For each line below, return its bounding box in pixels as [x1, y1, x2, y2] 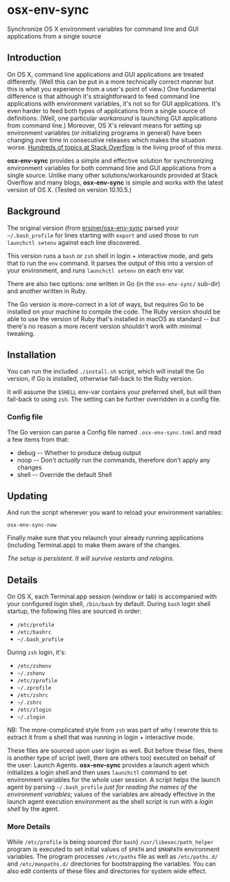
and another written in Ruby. [7, 287, 87, 295]
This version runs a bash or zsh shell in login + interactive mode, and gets [7, 251, 214, 259]
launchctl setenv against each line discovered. [7, 238, 141, 246]
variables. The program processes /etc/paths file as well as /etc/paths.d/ [7, 852, 218, 860]
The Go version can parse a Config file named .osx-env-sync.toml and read [7, 428, 222, 436]
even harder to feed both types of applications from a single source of [7, 106, 206, 115]
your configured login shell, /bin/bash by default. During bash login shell [7, 600, 211, 608]
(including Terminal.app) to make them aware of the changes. [7, 541, 181, 549]
